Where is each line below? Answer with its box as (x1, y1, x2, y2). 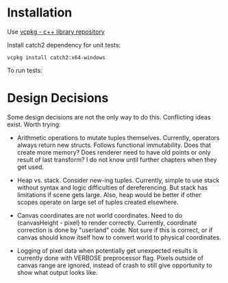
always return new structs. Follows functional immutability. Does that (16, 141, 212, 149)
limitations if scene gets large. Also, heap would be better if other (16, 190, 202, 199)
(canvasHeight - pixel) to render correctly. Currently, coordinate (16, 218, 197, 227)
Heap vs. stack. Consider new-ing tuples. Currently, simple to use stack (16, 176, 220, 184)
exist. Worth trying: (7, 120, 61, 128)
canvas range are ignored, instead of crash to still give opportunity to (16, 261, 212, 269)
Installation (7, 5, 73, 21)
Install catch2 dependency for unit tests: (7, 41, 121, 49)
